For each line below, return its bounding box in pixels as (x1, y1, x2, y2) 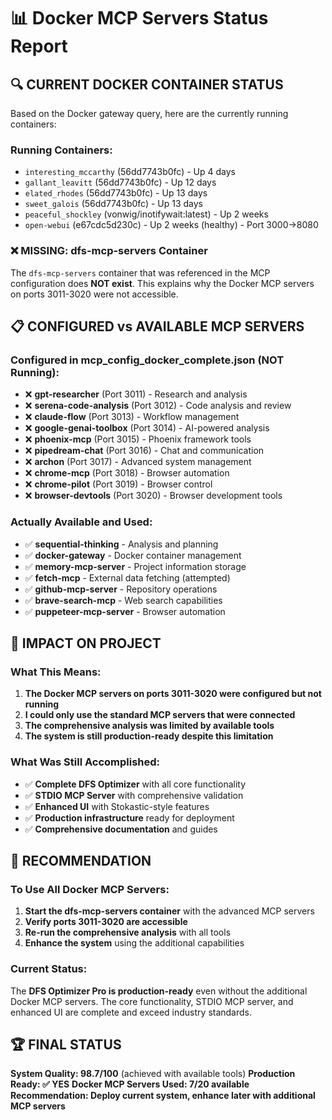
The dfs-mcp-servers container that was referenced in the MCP (10, 266, 271, 279)
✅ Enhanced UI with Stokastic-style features (24, 800, 210, 812)
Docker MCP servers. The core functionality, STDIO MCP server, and (10, 995, 294, 1007)
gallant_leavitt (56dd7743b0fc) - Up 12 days (24, 176, 217, 189)
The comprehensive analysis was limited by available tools (24, 720, 275, 732)
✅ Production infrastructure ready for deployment (24, 811, 235, 824)
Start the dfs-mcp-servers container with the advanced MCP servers (24, 905, 315, 917)
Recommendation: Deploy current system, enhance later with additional (10, 1090, 316, 1102)
